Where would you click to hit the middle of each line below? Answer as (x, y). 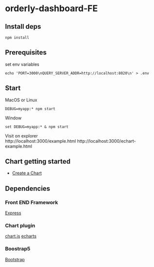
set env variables (22, 64)
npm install (17, 38)
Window (13, 118)
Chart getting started (38, 162)
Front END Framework (32, 202)
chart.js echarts (21, 236)
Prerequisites (26, 52)
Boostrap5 (18, 249)
